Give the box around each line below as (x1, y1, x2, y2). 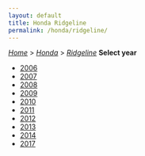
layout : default (8, 11, 62, 20)
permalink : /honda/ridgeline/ (8, 26, 109, 34)
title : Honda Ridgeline (8, 19, 87, 27)
